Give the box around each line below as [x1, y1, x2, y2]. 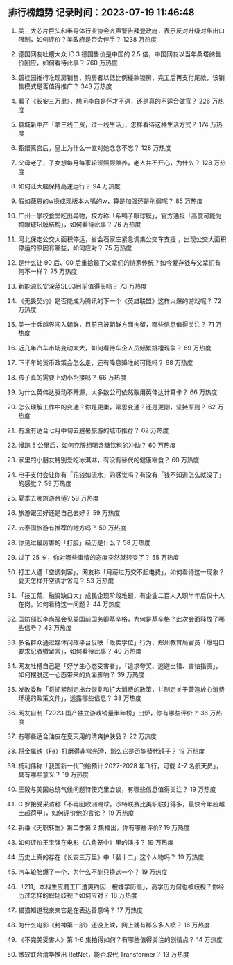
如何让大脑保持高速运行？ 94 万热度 [17, 181, 121, 190]
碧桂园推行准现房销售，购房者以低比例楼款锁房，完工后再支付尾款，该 [17, 73, 219, 81]
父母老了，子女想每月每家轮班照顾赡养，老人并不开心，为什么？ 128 [17, 159, 212, 167]
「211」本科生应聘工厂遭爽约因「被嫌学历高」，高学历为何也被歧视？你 [17, 882, 218, 891]
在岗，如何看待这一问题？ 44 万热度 [17, 600, 121, 608]
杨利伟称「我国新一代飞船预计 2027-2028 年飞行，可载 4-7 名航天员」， [17, 761, 223, 770]
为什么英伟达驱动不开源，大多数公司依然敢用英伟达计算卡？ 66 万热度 [17, 388, 218, 396]
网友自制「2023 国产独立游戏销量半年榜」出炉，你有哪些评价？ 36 [17, 708, 209, 717]
